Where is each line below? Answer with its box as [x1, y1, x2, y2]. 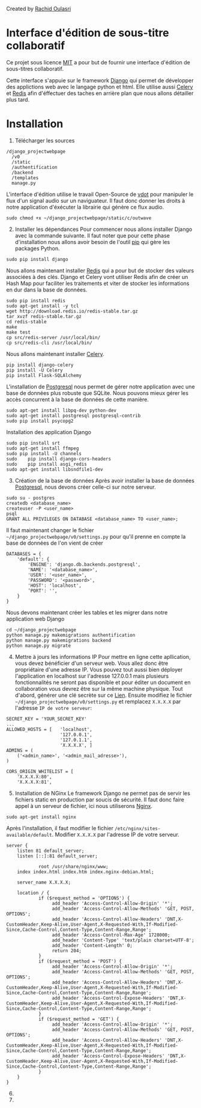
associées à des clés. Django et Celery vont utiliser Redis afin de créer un [6, 273, 188, 280]
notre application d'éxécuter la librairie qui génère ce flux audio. [6, 203, 164, 210]
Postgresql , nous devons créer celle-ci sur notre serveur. [14, 483, 156, 491]
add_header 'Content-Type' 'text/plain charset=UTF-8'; [52, 937, 195, 943]
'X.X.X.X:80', [17, 774, 52, 780]
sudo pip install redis [6, 298, 66, 304]
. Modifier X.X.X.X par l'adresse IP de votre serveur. [52, 831, 180, 838]
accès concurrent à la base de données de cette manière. [6, 396, 149, 403]
